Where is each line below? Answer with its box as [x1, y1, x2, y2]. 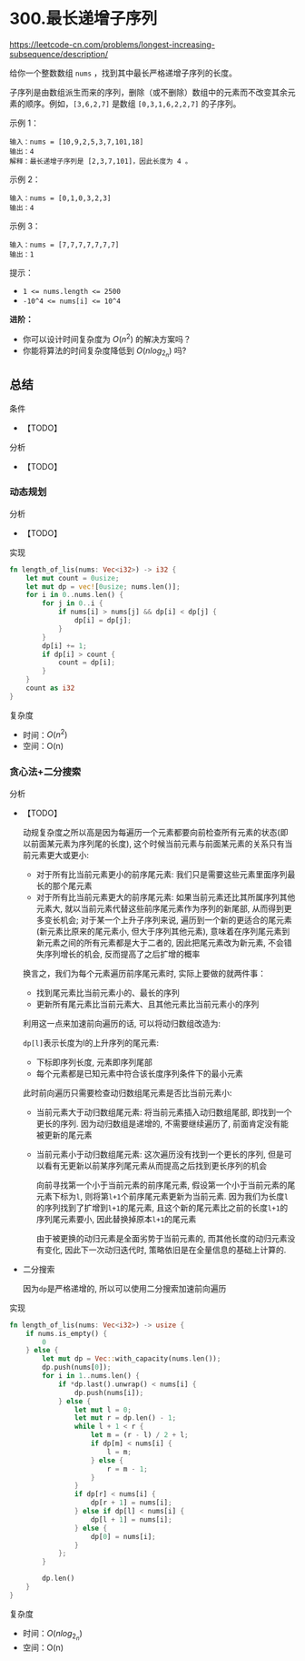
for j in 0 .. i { [42, 599, 103, 608]
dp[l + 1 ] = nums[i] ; [90, 1514, 172, 1524]
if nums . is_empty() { [25, 1329, 107, 1338]
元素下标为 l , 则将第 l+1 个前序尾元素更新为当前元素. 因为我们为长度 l [35, 1190, 289, 1201]
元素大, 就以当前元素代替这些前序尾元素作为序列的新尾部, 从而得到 [35, 903, 284, 914]
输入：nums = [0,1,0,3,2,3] [9, 193, 112, 203]
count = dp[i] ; [57, 658, 116, 667]
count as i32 [25, 684, 75, 693]
